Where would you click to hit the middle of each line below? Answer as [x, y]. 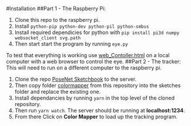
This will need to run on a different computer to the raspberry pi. [84, 68]
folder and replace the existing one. [58, 92]
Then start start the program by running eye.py [71, 44]
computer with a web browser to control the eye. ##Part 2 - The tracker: [93, 62]
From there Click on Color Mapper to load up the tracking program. [96, 117]
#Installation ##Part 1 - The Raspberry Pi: [56, 9]
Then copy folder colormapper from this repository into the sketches [98, 85]
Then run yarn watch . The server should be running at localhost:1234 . [100, 110]
